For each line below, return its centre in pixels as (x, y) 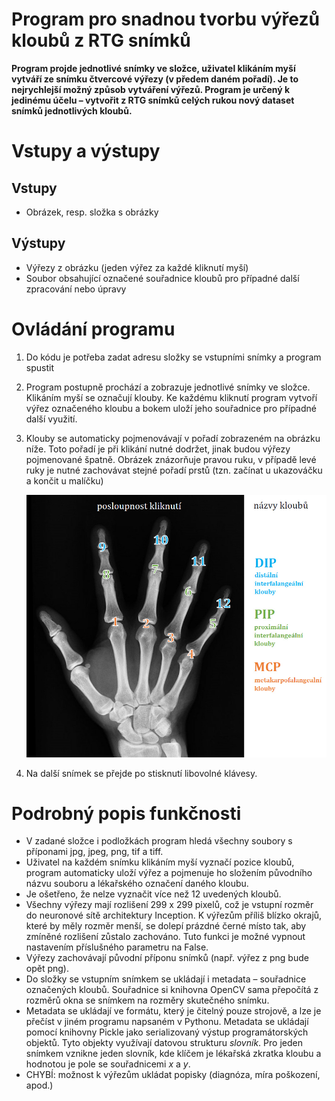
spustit (39, 367)
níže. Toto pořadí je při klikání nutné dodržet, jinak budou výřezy (158, 449)
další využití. (51, 419)
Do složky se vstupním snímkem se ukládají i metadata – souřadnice (166, 979)
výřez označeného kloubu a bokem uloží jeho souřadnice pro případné (171, 408)
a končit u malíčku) (64, 480)
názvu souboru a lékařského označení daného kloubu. (137, 884)
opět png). (47, 969)
